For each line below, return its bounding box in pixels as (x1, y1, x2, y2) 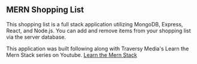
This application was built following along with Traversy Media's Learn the (6, 45, 189, 52)
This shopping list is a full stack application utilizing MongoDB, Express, (6, 20, 183, 28)
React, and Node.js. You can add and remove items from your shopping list (6, 27, 191, 34)
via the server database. (6, 33, 66, 41)
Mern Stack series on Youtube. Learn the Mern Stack (6, 51, 138, 59)
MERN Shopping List (6, 5, 84, 15)
